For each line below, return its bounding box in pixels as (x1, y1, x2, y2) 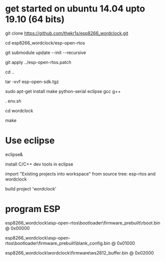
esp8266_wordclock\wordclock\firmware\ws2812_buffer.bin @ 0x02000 (5, 249, 154, 255)
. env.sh (5, 98, 21, 104)
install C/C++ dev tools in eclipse (5, 161, 73, 167)
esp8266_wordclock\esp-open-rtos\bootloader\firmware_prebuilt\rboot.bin (5, 219, 160, 225)
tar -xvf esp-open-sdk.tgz (5, 78, 59, 84)
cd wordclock (5, 107, 33, 113)
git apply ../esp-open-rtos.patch (5, 59, 71, 65)
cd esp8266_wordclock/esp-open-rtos (5, 39, 85, 45)
